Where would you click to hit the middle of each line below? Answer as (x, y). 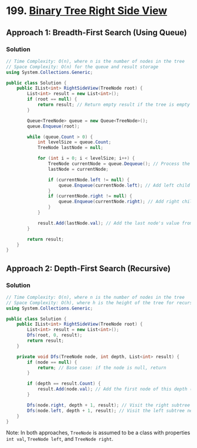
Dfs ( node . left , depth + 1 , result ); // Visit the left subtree (106, 410)
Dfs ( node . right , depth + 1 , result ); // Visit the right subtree (109, 405)
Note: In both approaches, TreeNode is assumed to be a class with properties (98, 433)
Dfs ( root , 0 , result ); (55, 335)
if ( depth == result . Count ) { (64, 384)
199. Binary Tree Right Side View (87, 11)
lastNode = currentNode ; (78, 169)
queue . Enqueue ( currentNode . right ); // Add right (119, 202)
